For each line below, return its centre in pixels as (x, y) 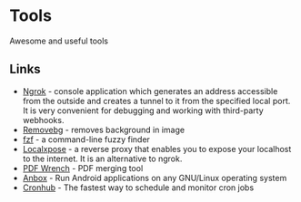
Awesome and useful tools (59, 41)
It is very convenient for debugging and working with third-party (143, 111)
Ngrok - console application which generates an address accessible (150, 91)
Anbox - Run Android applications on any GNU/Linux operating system (155, 178)
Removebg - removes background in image (103, 130)
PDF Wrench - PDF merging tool (83, 168)
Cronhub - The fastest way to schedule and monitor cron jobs (138, 188)
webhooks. (43, 120)
